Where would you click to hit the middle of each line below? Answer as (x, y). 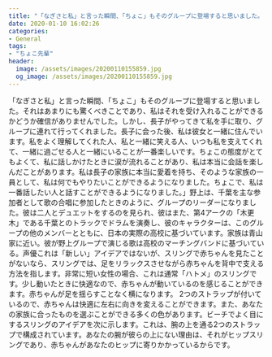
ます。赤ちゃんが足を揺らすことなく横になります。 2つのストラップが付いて (135, 294)
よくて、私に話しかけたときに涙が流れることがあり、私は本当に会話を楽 (136, 161)
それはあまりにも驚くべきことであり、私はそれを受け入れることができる (143, 111)
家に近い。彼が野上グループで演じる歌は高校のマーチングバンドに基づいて (133, 243)
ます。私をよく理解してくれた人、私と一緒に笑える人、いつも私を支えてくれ (136, 141)
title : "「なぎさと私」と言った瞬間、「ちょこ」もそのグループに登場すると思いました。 (136, 16)
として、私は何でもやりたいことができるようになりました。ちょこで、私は (139, 182)
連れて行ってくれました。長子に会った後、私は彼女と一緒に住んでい (149, 131)
